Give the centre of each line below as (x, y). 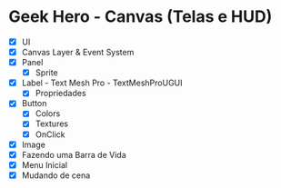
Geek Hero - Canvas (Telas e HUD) (140, 17)
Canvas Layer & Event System (78, 52)
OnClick (50, 134)
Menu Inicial (45, 164)
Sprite (46, 73)
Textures (52, 124)
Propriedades (61, 94)
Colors (48, 114)
